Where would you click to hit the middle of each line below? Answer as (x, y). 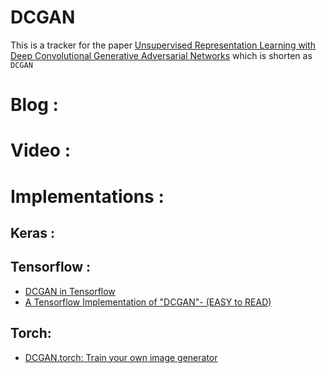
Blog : (34, 105)
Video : (40, 150)
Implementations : (87, 196)
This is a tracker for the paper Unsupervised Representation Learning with (163, 45)
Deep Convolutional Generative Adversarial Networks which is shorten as (161, 55)
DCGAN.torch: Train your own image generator (121, 357)
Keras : (32, 232)
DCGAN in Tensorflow (70, 291)
